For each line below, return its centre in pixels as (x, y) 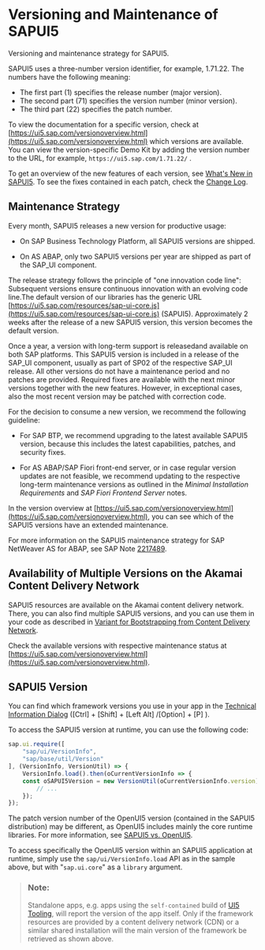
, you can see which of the (190, 517)
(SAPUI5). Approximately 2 (205, 313)
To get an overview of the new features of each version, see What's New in (131, 173)
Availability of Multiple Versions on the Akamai (125, 574)
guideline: (24, 420)
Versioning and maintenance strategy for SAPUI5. (89, 53)
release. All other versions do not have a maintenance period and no (119, 371)
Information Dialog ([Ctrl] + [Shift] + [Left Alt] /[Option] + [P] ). (109, 714)
